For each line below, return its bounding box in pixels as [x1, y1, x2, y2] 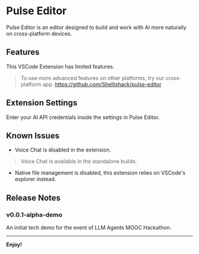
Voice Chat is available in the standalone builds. [20, 158, 137, 165]
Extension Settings [6, 98, 78, 108]
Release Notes [6, 192, 61, 202]
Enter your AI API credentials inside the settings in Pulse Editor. [6, 114, 160, 121]
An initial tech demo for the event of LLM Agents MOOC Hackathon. [6, 224, 172, 232]
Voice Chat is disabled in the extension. [14, 146, 111, 153]
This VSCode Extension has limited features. [6, 63, 114, 70]
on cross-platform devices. [6, 30, 72, 37]
